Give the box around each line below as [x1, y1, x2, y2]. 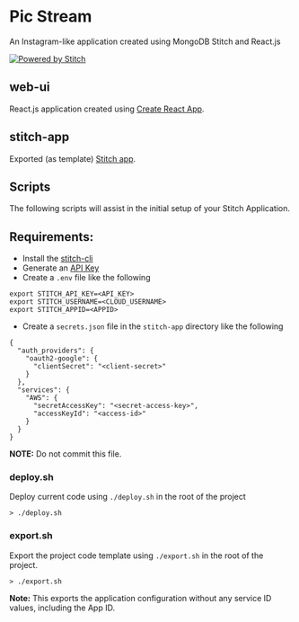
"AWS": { [25, 394, 58, 403]
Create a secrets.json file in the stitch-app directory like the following [22, 321, 284, 332]
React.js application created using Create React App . [9, 103, 205, 114]
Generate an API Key [22, 262, 100, 273]
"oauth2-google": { [25, 354, 99, 363]
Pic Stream [9, 6, 92, 27]
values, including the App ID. [9, 602, 115, 613]
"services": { [17, 386, 70, 395]
